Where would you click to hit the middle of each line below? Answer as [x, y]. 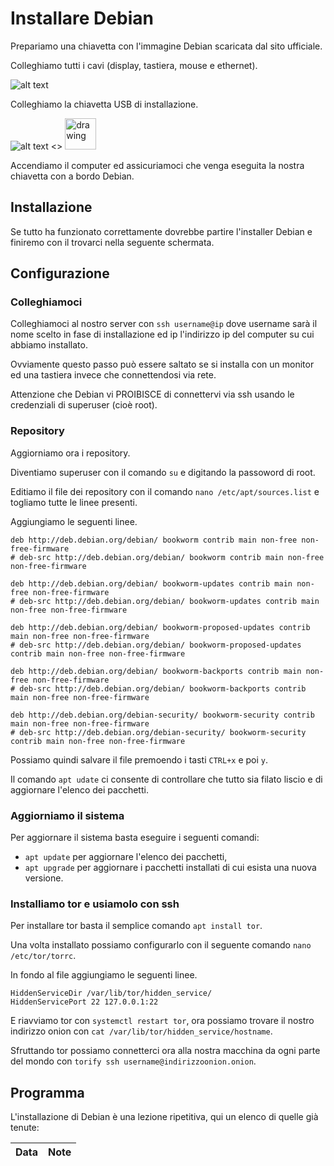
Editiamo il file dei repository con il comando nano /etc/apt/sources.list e [165, 491]
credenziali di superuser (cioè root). [84, 405]
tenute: [25, 1128]
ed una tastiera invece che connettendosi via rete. [113, 375]
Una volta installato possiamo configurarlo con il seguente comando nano [161, 945]
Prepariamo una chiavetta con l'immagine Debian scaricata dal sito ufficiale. [166, 46]
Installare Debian [82, 18]
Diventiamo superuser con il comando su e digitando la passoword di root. [163, 472]
